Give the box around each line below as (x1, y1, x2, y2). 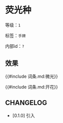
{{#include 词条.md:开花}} (5, 84, 58, 90)
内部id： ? (5, 43, 25, 49)
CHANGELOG (5, 99, 47, 107)
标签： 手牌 (5, 32, 26, 38)
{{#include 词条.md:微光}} (5, 73, 58, 79)
